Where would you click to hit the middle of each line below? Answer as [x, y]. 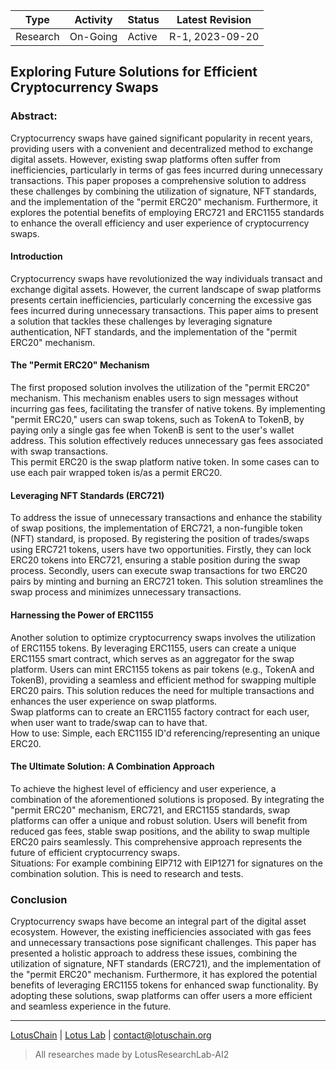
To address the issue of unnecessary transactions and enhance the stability [166, 518]
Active [142, 36]
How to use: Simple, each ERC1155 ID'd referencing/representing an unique [165, 733]
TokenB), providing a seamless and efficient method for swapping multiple [163, 680]
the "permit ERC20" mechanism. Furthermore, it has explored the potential [164, 974]
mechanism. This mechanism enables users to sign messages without [154, 398]
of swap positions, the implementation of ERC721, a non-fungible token [156, 528]
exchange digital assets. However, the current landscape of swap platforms [166, 289]
